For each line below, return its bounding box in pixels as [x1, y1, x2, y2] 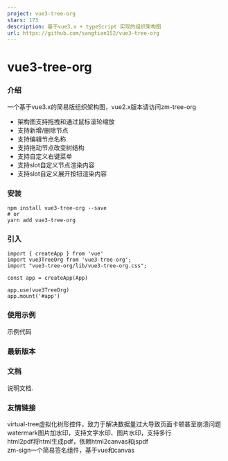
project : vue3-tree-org [7, 10, 76, 17]
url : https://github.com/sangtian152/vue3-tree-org [7, 29, 159, 37]
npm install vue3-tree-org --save [7, 205, 107, 212]
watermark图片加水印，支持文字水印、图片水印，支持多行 [7, 428, 172, 437]
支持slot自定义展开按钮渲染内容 [17, 169, 107, 178]
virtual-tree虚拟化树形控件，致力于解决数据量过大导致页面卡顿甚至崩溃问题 [7, 420, 222, 428]
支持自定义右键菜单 [17, 152, 73, 160]
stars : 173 [7, 17, 39, 24]
